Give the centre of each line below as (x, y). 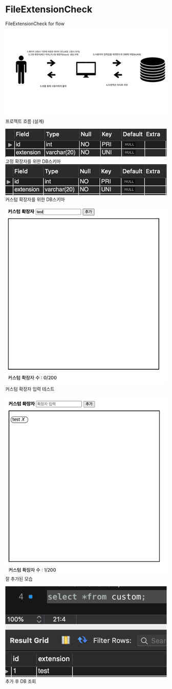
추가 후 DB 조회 (21, 681)
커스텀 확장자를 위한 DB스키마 (35, 200)
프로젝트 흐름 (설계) (25, 121)
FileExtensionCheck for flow (35, 24)
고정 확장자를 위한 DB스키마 (33, 161)
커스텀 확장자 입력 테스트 (30, 389)
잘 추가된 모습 (19, 579)
